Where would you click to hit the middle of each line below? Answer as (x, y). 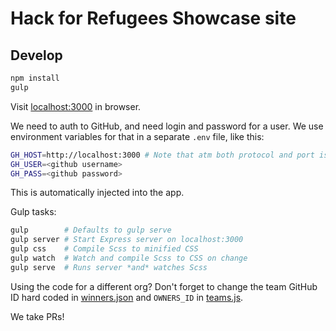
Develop (36, 55)
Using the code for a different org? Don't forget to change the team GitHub (164, 286)
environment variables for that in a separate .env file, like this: (137, 136)
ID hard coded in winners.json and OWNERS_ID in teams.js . (127, 297)
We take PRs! (37, 316)
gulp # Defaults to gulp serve (91, 230)
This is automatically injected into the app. (97, 193)
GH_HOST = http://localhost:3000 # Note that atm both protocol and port (162, 155)
